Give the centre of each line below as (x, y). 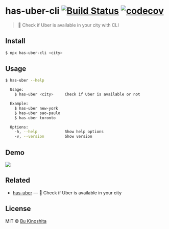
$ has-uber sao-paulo (37, 113)
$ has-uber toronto (35, 118)
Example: (19, 104)
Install (15, 41)
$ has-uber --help (25, 81)
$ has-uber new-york (36, 108)
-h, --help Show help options (59, 132)
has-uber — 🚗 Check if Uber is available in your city (67, 193)
